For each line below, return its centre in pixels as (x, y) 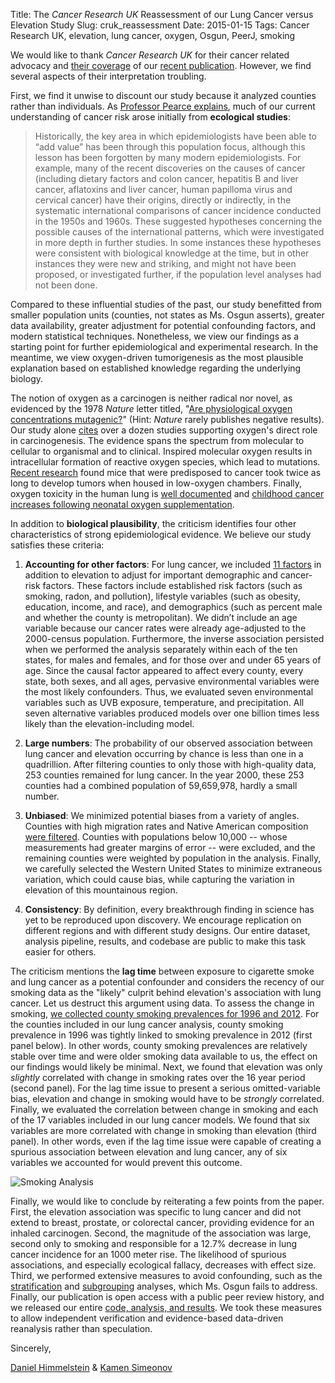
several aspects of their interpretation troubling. (108, 76)
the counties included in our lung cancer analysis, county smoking (147, 1024)
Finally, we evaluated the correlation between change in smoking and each (164, 1109)
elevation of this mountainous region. (101, 890)
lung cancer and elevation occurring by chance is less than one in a (164, 753)
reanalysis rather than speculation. (81, 1328)
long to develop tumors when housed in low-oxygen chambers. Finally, (156, 483)
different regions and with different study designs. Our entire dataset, (167, 930)
